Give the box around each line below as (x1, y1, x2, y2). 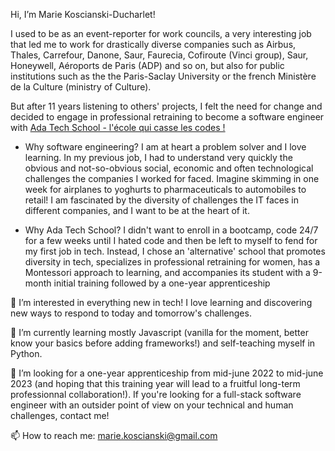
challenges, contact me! (10, 410, 110, 421)
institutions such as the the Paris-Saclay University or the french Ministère (10, 70, 317, 82)
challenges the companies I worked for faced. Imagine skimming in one (24, 173, 320, 184)
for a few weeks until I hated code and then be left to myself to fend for (24, 235, 318, 246)
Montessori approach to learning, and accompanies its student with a (24, 267, 311, 278)
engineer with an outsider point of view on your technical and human (10, 399, 294, 411)
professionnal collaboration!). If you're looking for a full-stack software (10, 389, 302, 400)
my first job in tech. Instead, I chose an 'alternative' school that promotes (24, 245, 326, 257)
